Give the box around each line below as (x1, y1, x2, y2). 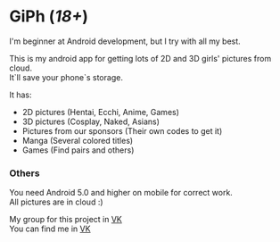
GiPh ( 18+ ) (9, 6, 89, 27)
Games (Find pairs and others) (21, 145, 135, 155)
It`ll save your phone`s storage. (9, 71, 123, 82)
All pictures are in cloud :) (9, 196, 104, 207)
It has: (9, 89, 33, 100)
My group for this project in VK (9, 214, 123, 225)
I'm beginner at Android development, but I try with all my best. (9, 36, 241, 46)
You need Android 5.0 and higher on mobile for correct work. (9, 188, 234, 198)
